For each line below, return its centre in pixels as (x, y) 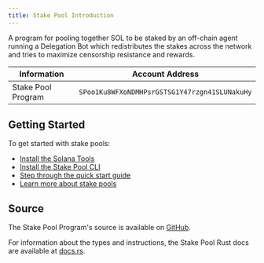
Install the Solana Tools (57, 159)
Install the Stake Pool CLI (60, 167)
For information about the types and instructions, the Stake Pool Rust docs (128, 243)
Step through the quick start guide (75, 175)
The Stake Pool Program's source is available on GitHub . (99, 228)
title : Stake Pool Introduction (61, 15)
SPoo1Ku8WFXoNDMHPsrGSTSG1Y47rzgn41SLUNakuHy (165, 92)
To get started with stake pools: (59, 144)
